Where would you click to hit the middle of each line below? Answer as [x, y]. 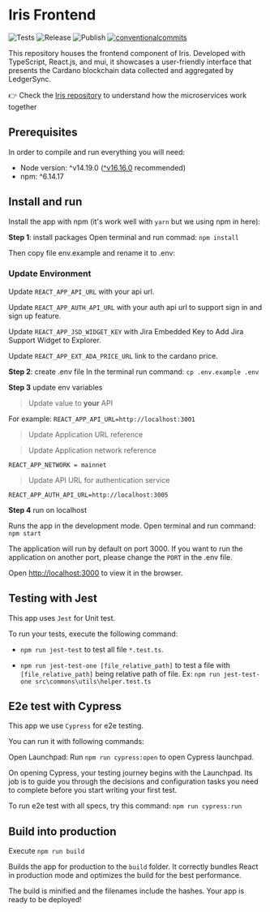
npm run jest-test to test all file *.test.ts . [92, 649]
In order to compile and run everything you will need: [96, 152]
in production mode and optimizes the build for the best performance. [125, 875]
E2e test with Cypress [65, 706]
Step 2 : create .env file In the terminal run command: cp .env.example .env [134, 372]
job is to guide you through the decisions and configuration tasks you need [133, 781]
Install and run [45, 202]
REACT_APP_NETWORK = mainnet [58, 465]
